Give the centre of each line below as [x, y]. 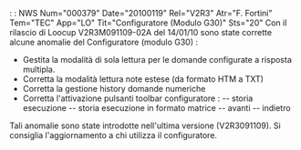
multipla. [39, 69]
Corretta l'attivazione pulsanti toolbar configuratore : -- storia [138, 98]
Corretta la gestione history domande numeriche [114, 89]
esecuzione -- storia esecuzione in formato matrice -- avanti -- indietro [156, 108]
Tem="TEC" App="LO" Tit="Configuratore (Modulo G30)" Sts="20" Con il [148, 23]
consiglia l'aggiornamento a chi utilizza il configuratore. [113, 135]
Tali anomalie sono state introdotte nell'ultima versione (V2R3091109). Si [145, 125]
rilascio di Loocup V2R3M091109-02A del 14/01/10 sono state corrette [140, 32]
